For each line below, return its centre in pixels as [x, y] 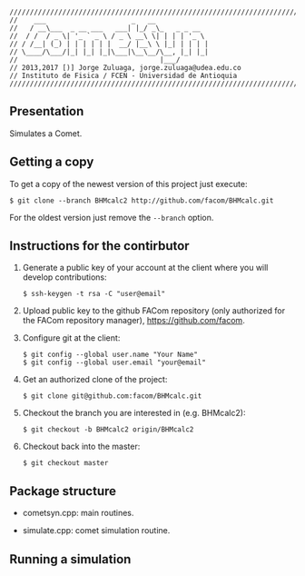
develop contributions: [64, 277]
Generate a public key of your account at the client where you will [145, 268]
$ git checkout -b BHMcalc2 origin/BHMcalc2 [108, 430]
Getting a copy [52, 162]
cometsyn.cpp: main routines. [78, 513]
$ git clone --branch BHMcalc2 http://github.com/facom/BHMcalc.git [142, 200]
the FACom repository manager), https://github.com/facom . [133, 321]
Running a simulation [70, 559]
